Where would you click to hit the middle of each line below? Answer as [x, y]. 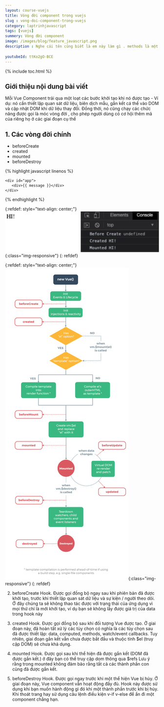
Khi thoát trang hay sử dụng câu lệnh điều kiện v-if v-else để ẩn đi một [83, 694]
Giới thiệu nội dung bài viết [47, 86]
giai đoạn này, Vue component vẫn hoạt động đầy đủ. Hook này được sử [85, 684]
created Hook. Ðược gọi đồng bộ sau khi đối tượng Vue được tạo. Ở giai [84, 624]
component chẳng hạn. [36, 699]
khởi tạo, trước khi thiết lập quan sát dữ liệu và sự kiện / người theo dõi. [83, 599]
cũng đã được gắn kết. [35, 669]
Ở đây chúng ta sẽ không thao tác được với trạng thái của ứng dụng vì [82, 603]
